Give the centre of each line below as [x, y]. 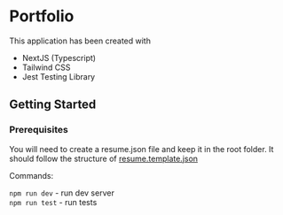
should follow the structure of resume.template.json [103, 158]
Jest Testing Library [59, 76]
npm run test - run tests [53, 202]
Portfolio [42, 16]
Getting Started [53, 105]
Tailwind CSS [46, 67]
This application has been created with [80, 41]
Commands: [31, 175]
